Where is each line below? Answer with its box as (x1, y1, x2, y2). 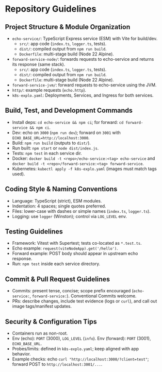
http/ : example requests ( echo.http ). (12, 87, 86, 93)
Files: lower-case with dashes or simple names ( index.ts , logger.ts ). (12, 208, 151, 214)
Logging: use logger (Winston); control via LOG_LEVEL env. (12, 213, 127, 219)
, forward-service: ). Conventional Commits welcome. (30, 293, 137, 299)
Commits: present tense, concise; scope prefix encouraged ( (12, 288, 134, 294)
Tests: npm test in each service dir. (12, 150, 82, 156)
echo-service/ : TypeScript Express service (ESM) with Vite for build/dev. (12, 35, 158, 41)
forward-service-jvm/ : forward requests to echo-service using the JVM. (12, 82, 157, 88)
